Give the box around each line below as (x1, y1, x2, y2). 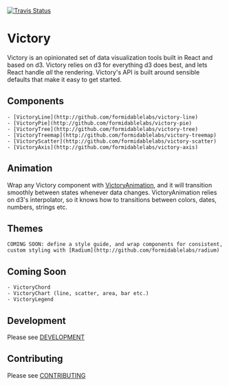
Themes (7, 223, 43, 234)
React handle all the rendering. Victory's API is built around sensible (7, 68, 200, 76)
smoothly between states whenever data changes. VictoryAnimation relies (7, 188, 217, 196)
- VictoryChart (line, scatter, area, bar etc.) (7, 290, 149, 297)
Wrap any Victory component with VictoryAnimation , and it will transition (7, 181, 212, 189)
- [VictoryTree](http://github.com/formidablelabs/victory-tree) (7, 125, 198, 132)
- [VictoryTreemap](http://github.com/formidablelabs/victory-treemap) (7, 132, 217, 139)
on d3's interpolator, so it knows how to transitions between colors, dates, (7, 195, 217, 203)
